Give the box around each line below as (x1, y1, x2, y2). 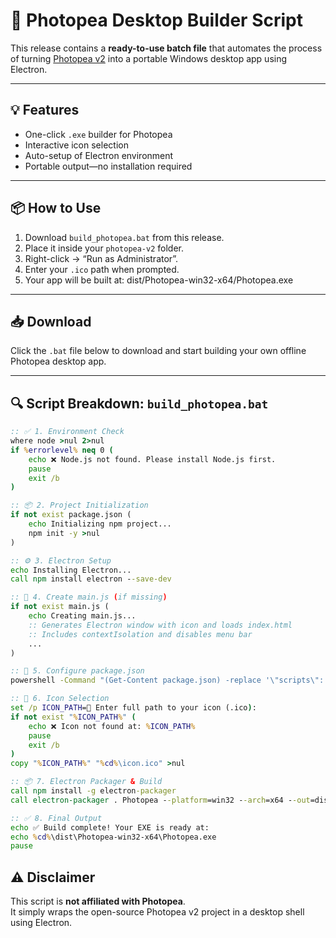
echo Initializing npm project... (28, 519, 172, 529)
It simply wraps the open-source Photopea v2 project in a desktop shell (10, 906, 305, 918)
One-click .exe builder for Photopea (24, 128, 173, 140)
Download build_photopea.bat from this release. (24, 231, 225, 243)
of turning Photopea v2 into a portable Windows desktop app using (10, 52, 288, 64)
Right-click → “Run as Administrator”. (24, 252, 179, 264)
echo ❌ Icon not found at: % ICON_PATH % (28, 721, 196, 731)
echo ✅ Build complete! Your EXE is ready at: (10, 822, 210, 833)
